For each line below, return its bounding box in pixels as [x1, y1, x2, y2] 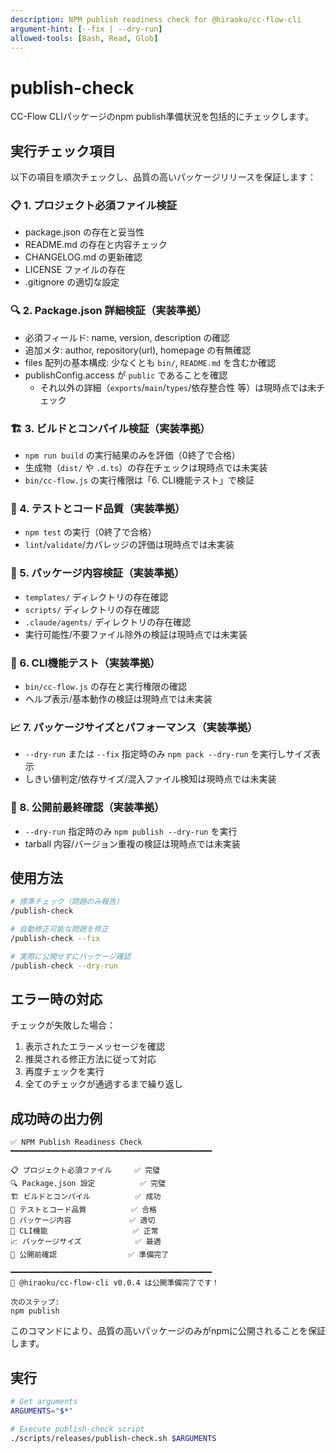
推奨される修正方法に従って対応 [24, 1053, 157, 1065]
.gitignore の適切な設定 [24, 276, 120, 288]
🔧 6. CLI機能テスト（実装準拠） [10, 656, 161, 670]
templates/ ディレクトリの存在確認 [24, 591, 169, 603]
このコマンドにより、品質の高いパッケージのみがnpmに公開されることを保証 [10, 1325, 326, 1337]
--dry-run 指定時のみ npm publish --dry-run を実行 [24, 825, 238, 837]
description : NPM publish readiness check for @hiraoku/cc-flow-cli [10, 14, 302, 25]
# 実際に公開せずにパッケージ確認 [10, 951, 132, 961]
